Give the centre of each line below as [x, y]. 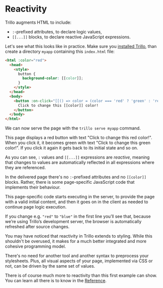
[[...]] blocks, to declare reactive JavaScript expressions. [71, 37]
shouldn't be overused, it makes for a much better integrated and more [76, 241]
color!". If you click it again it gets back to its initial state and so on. [72, 148]
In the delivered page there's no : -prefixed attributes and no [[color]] [76, 177]
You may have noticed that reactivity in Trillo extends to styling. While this [79, 236]
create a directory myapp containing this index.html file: [60, 51]
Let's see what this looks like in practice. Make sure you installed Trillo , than [81, 46]
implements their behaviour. [33, 187]
